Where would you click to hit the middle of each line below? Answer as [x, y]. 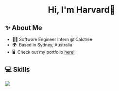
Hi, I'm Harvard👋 [82, 10]
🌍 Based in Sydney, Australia [42, 45]
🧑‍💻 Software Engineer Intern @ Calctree [52, 39]
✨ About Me [24, 28]
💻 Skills [17, 70]
